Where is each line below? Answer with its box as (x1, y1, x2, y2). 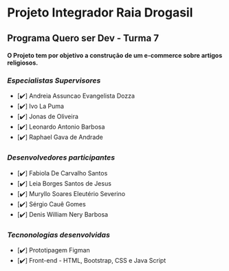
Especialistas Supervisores (7, 76, 101, 85)
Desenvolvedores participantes (7, 153, 116, 162)
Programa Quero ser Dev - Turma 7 (7, 32, 160, 44)
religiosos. (7, 58, 39, 67)
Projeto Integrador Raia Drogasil (7, 5, 193, 21)
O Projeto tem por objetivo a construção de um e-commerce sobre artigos (7, 52, 222, 60)
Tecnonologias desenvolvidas (7, 230, 110, 239)
